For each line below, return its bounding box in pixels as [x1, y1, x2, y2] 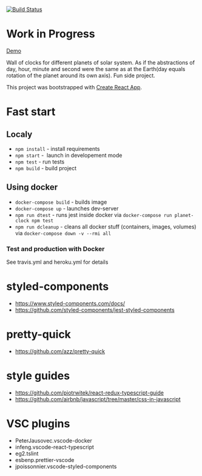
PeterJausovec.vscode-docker [15, 436, 92, 444]
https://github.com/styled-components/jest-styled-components [15, 306, 175, 313]
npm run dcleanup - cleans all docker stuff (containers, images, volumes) [15, 222, 197, 230]
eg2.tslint [15, 450, 39, 457]
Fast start [6, 105, 56, 119]
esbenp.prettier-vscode [15, 456, 75, 463]
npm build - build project [15, 164, 77, 171]
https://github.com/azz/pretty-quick [15, 347, 105, 355]
